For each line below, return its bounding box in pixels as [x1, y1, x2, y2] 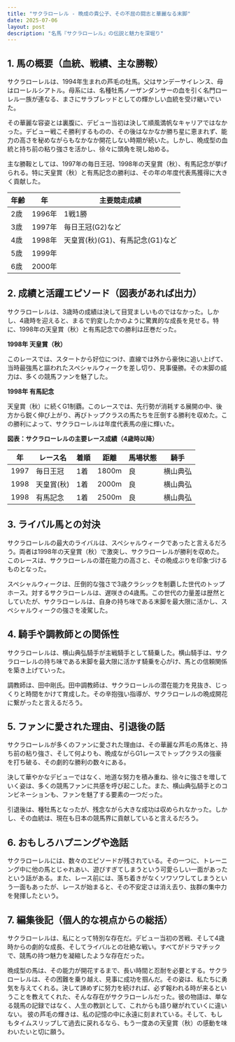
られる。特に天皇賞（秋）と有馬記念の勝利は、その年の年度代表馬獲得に [7, 169, 215, 177]
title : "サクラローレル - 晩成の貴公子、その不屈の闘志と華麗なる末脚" [7, 10, 191, 18]
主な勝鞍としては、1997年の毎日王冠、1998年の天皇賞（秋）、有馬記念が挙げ [7, 160, 227, 168]
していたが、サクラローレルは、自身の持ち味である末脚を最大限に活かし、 [7, 597, 222, 606]
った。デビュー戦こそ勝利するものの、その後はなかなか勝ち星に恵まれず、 [7, 127, 222, 136]
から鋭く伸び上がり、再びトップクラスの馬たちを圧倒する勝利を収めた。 [13, 410, 222, 419]
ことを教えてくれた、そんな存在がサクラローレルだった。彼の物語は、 [13, 992, 215, 1001]
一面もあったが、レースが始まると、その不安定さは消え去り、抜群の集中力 [13, 883, 227, 891]
